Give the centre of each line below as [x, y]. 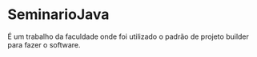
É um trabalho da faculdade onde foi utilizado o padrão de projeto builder [128, 36]
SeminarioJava [58, 15]
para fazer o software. [44, 44]
